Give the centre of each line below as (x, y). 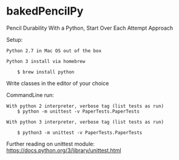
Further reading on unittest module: (51, 144)
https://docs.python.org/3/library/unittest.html (64, 150)
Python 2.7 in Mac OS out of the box (54, 51)
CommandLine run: (30, 95)
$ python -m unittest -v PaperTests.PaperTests (78, 111)
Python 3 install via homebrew (46, 61)
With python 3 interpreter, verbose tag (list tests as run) (85, 122)
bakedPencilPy (45, 11)
